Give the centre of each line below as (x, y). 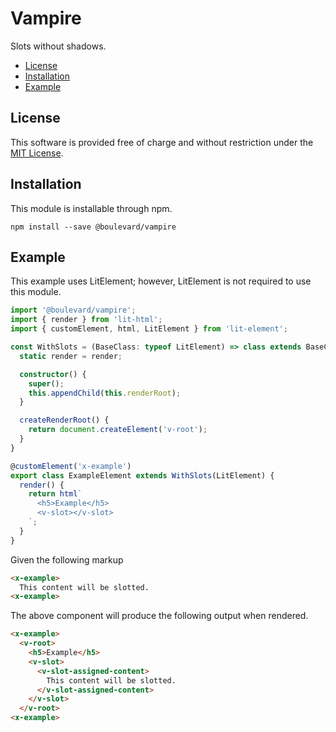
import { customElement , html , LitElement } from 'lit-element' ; (149, 329)
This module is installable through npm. (91, 208)
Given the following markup (67, 559)
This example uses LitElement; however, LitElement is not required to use (161, 281)
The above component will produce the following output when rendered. (159, 616)
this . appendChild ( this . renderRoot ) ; (105, 393)
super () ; (46, 383)
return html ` (55, 494)
